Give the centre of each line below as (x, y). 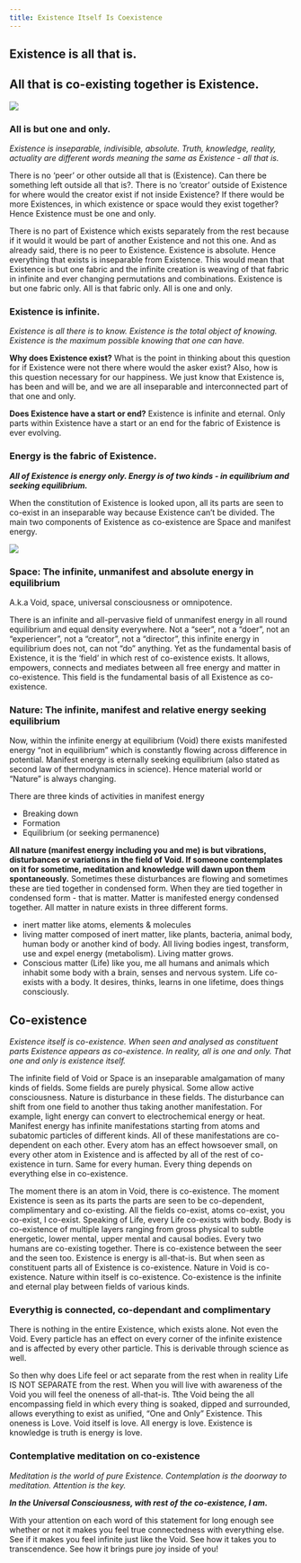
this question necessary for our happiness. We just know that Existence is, (147, 377)
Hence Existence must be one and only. (83, 214)
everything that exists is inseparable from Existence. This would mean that (147, 260)
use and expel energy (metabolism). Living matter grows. (128, 954)
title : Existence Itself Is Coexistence (86, 18)
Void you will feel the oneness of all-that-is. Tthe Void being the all (132, 1395)
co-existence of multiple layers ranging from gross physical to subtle (137, 1230)
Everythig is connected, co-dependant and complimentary (140, 1310)
